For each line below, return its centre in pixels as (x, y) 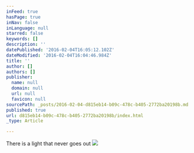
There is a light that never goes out (49, 144)
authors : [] (21, 72)
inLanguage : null (27, 28)
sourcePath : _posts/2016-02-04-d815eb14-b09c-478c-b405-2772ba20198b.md (97, 104)
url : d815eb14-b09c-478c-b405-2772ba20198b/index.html (75, 115)
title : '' (18, 61)
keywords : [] (22, 39)
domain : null (27, 88)
